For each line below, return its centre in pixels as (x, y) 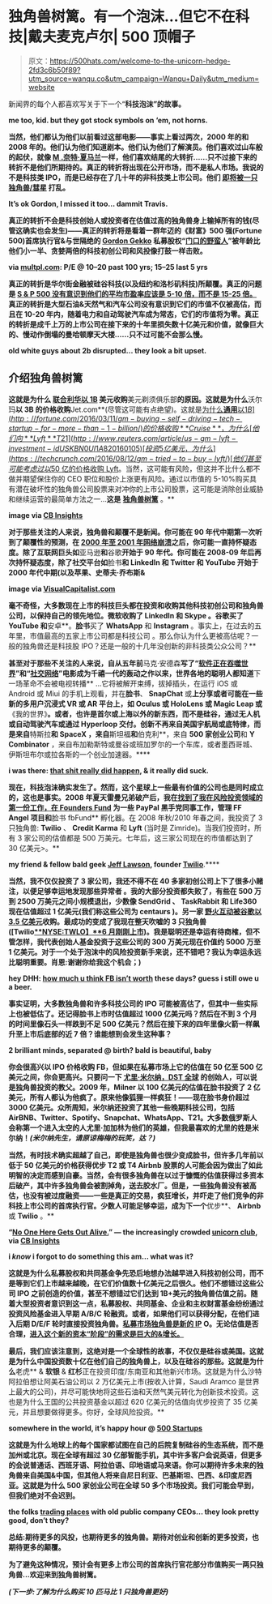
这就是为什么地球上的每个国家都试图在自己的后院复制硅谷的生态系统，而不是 (136, 1444)
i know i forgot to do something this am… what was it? (101, 1256)
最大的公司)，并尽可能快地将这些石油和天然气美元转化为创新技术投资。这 (137, 1392)
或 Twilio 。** (32, 1216)
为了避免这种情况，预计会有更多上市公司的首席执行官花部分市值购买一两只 (132, 1564)
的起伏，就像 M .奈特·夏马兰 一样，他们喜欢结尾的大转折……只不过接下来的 (133, 157)
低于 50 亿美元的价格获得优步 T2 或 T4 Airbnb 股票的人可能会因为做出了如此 (136, 1165)
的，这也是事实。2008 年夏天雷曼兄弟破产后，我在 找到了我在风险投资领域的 (136, 797)
